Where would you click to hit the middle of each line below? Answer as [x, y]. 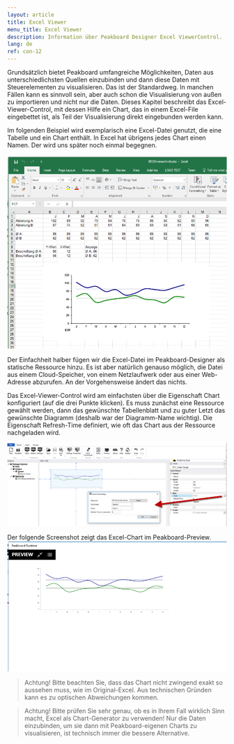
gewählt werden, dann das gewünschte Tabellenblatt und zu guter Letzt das [116, 410]
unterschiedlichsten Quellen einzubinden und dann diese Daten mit [103, 80]
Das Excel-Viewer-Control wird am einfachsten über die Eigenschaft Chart [114, 396]
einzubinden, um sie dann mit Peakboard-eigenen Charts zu [110, 726]
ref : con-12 [24, 52]
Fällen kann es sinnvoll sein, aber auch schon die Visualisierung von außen [114, 95]
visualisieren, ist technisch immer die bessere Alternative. [107, 734]
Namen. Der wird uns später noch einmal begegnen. [82, 145]
